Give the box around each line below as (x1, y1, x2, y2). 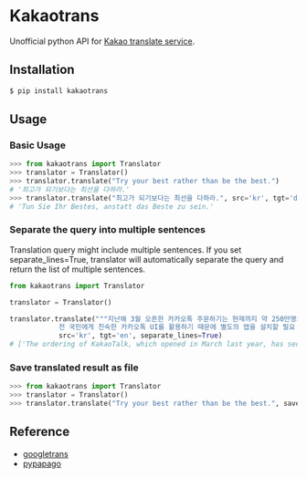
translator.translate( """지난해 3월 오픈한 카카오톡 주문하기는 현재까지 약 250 (9, 314, 285, 324)
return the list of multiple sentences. (9, 264, 146, 275)
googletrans (22, 448, 69, 459)
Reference (9, 424, 70, 440)
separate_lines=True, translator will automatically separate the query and (9, 254, 284, 265)
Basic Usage (9, 139, 67, 151)
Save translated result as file (9, 361, 139, 374)
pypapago (22, 458, 62, 469)
